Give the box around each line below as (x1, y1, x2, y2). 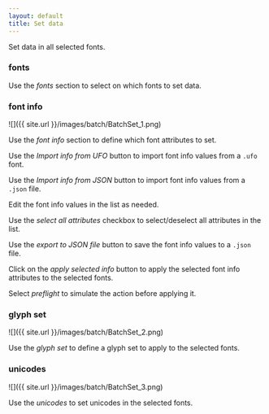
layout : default (8, 11, 63, 20)
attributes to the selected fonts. (8, 273, 114, 283)
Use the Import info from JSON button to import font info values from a (8, 176, 245, 185)
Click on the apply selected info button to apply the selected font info (8, 264, 241, 274)
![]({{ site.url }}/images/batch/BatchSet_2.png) (8, 327, 164, 338)
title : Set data (8, 20, 63, 28)
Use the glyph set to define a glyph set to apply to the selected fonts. (8, 343, 240, 353)
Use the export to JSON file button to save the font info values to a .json (8, 240, 252, 250)
